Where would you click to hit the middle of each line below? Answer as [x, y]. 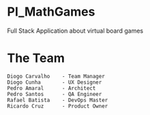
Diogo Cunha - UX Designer [55, 82]
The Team [36, 58]
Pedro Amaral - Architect [51, 88]
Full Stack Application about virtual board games [75, 31]
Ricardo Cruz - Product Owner [58, 106]
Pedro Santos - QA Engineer [55, 94]
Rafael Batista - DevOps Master [58, 100]
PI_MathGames [51, 12]
